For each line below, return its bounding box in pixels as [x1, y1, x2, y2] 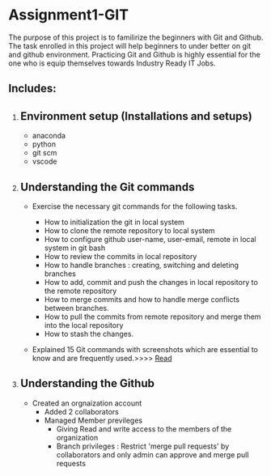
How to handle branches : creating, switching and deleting [44, 260, 239, 270]
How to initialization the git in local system [44, 217, 184, 227]
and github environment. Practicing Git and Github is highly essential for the [8, 49, 260, 59]
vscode [32, 156, 57, 167]
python [32, 139, 57, 149]
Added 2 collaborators [44, 406, 119, 416]
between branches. [44, 303, 109, 312]
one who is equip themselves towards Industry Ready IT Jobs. [8, 58, 216, 68]
